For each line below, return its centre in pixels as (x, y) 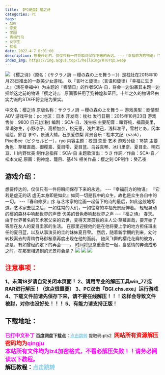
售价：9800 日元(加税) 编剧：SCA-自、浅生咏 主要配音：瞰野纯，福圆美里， (82, 122)
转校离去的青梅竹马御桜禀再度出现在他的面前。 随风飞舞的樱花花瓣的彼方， (81, 239)
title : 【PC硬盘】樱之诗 (28, 10)
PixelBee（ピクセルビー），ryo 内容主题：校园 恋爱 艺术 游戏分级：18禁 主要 (82, 141)
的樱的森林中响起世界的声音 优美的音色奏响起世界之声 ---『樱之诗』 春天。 (81, 214)
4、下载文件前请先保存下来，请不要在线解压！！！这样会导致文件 (81, 296)
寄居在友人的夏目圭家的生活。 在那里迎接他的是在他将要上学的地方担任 (77, 226)
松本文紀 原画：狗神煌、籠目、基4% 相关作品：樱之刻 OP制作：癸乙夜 (76, 159)
